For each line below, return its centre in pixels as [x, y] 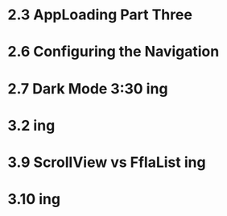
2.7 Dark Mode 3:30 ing [88, 88]
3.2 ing [31, 125]
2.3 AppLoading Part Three [100, 15]
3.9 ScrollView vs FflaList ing [107, 162]
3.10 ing [34, 199]
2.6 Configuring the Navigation [113, 52]
